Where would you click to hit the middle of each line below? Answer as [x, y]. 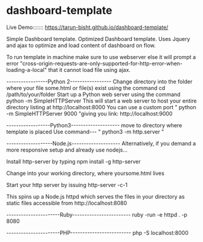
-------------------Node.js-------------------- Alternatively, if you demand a [101, 143]
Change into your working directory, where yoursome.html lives [85, 173]
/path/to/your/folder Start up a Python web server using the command [93, 94]
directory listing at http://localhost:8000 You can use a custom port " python [101, 107]
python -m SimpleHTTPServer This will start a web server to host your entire [101, 101]
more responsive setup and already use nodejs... [67, 150]
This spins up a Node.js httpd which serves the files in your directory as [96, 196]
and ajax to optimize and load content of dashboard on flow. [81, 45]
